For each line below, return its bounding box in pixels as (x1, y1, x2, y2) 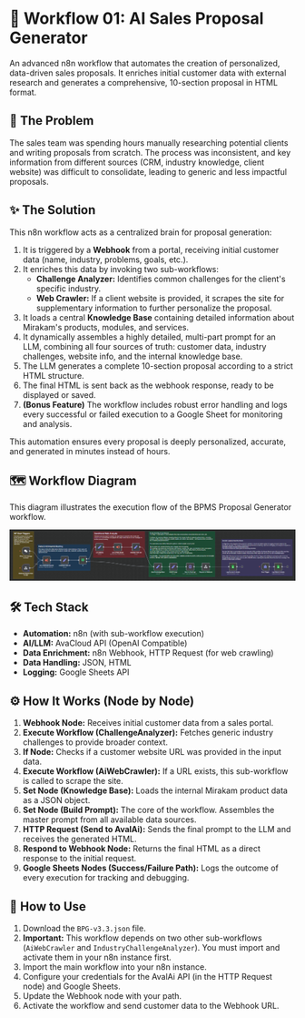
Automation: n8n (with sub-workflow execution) (22, 628, 205, 639)
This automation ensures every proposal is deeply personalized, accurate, (9, 436, 287, 447)
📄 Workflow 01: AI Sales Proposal (9, 8, 264, 29)
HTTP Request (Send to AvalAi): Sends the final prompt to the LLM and (22, 824, 291, 835)
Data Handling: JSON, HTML (22, 657, 132, 668)
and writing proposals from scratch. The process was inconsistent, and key (9, 147, 291, 158)
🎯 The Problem (9, 113, 94, 128)
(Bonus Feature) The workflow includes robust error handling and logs (22, 399, 288, 410)
